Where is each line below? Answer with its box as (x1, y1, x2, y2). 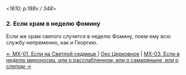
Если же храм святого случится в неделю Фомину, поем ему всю (6, 33, 171, 40)
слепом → (6, 63, 32, 70)
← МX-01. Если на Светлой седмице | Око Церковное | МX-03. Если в (6, 50, 180, 57)
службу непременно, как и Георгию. (6, 39, 98, 46)
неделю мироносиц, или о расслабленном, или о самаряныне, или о (6, 57, 179, 64)
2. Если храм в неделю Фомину (6, 19, 101, 28)
